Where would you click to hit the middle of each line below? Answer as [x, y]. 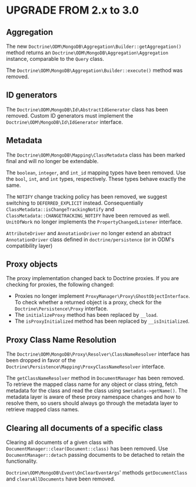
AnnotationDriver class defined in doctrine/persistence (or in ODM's [90, 239]
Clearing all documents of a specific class [84, 428]
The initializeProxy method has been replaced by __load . [86, 315]
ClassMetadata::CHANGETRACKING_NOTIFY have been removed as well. [88, 215]
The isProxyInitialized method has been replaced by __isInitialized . [102, 321]
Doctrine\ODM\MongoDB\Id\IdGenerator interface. [65, 122]
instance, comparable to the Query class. [55, 59]
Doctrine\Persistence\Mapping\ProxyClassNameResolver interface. [86, 366]
